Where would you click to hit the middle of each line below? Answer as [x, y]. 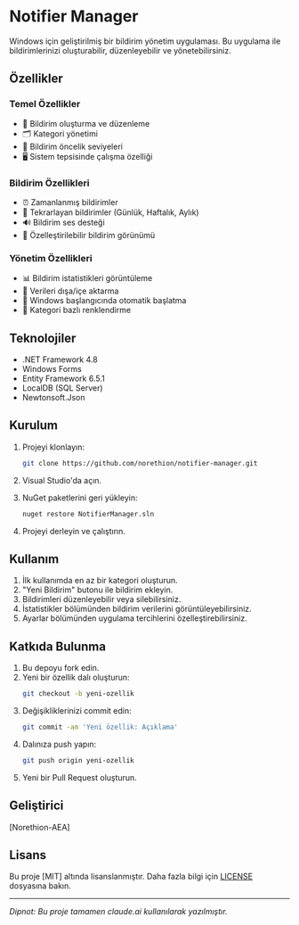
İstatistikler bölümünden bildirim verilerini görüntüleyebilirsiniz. [137, 609]
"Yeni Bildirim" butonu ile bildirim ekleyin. [97, 590]
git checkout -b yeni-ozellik [78, 694]
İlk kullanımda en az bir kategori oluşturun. [100, 581]
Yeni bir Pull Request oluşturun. [80, 777]
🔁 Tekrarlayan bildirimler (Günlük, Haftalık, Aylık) [110, 212]
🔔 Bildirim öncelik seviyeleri [72, 146]
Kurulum [34, 425]
